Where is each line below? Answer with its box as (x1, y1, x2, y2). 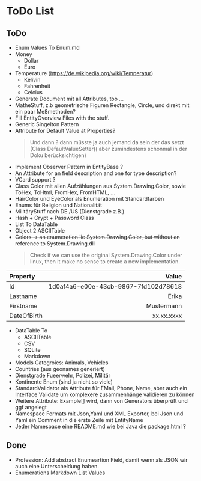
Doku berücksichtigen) (29, 152, 87, 159)
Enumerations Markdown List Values (14, 469, 106, 476)
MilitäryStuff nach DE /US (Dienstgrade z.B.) (14, 208, 125, 215)
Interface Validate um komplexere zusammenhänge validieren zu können (14, 391, 195, 398)
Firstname (9, 302, 38, 310)
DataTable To (14, 327, 48, 334)
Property (9, 272, 35, 280)
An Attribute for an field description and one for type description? (14, 170, 177, 177)
